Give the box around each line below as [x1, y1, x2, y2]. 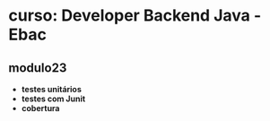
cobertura [21, 103, 60, 113]
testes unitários [21, 84, 82, 94]
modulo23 [8, 60, 67, 75]
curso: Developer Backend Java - [8, 5, 262, 26]
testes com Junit [21, 93, 86, 104]
